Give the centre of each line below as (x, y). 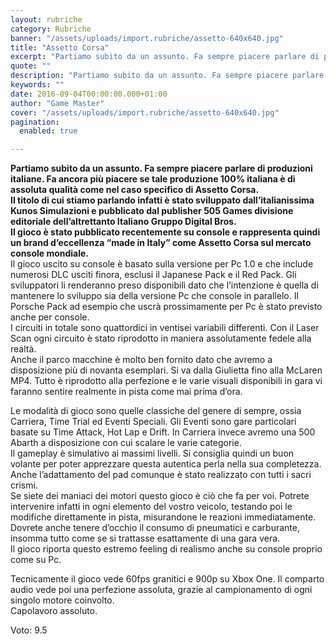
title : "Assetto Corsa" (60, 47)
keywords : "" (37, 85)
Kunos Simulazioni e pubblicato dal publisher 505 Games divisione (152, 211)
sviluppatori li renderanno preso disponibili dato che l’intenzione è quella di (164, 285)
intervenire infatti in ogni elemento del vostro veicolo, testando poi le (151, 507)
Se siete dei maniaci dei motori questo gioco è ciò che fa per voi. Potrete (160, 496)
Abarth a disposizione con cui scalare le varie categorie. (126, 443)
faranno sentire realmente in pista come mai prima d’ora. (126, 392)
